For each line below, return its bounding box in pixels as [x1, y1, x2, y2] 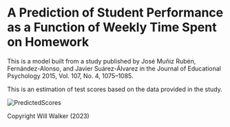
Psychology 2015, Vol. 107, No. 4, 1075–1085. [7, 71, 134, 80]
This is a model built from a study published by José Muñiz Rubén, [7, 57, 196, 65]
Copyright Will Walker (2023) [7, 112, 90, 120]
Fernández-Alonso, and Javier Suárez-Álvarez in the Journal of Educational [7, 64, 222, 72]
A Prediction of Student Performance [7, 5, 224, 21]
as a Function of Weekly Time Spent [7, 19, 217, 35]
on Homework [7, 35, 90, 50]
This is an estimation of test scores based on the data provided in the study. [7, 85, 222, 93]
